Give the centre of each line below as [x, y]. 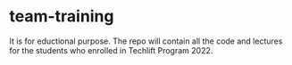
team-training [62, 16]
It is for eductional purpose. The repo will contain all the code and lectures [146, 41]
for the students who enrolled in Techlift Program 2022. [111, 50]
